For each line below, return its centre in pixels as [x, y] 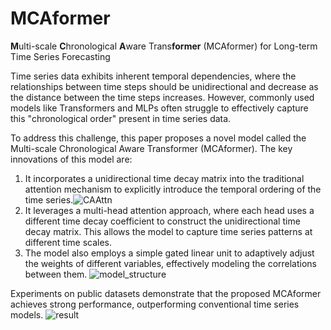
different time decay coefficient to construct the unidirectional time [162, 221]
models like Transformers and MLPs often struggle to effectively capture [159, 108]
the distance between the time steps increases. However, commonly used [162, 97]
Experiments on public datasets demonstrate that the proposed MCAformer [166, 293]
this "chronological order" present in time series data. [121, 118]
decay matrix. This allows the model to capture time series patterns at [168, 231]
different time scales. [68, 242]
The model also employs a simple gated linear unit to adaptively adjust [169, 253]
